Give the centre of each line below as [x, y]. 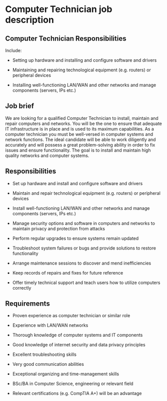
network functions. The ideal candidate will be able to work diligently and [80, 140]
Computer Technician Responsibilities [66, 38]
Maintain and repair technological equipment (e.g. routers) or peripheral [86, 193]
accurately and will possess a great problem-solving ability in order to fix [80, 145]
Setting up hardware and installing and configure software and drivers [84, 60]
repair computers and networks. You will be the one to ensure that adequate [84, 123]
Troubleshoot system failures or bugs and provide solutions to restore [84, 248]
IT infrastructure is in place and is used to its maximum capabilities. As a [79, 128]
